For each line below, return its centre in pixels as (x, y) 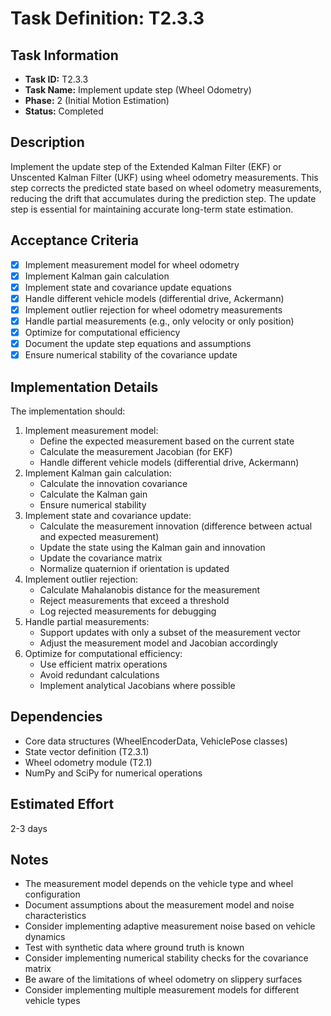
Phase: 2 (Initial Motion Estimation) (97, 100)
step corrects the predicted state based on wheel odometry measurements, (166, 188)
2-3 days (29, 828)
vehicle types (52, 1001)
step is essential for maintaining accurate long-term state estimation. (152, 209)
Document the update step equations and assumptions (138, 344)
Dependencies (56, 717)
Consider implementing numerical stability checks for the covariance (166, 958)
